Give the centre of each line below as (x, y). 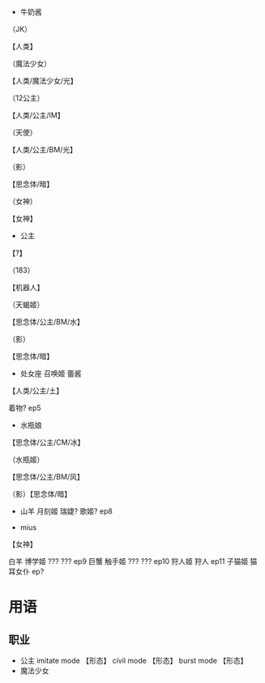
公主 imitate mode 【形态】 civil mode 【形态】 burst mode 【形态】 (134, 660)
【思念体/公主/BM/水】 (46, 322)
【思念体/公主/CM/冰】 (47, 442)
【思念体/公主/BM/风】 (46, 477)
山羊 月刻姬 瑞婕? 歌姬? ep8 (66, 511)
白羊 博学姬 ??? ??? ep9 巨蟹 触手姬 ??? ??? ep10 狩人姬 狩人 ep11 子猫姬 (128, 561)
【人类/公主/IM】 (36, 115)
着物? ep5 (25, 408)
